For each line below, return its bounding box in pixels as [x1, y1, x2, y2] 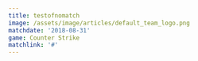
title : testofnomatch [8, 11, 80, 20]
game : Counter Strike [8, 33, 80, 42]
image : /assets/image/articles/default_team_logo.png [8, 19, 191, 27]
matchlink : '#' [8, 41, 59, 49]
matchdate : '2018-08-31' [8, 26, 91, 34]
